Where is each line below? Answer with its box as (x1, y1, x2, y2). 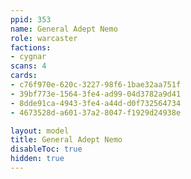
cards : (10, 71, 38, 81)
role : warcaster (10, 33, 78, 43)
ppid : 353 (10, 14, 52, 25)
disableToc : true (10, 144, 83, 155)
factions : (10, 42, 52, 53)
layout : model (10, 126, 70, 136)
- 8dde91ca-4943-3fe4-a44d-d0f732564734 (10, 98, 182, 108)
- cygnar (10, 52, 47, 62)
